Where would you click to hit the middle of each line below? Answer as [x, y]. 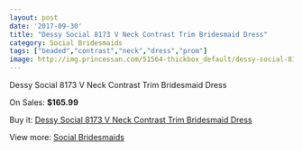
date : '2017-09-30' [46, 26]
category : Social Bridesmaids [66, 43]
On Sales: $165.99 [44, 102]
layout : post [34, 18]
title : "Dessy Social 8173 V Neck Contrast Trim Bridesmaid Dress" [139, 34]
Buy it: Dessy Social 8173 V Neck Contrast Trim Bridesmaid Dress [131, 120]
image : [22, 59]
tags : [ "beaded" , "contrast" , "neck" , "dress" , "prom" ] [108, 51]
